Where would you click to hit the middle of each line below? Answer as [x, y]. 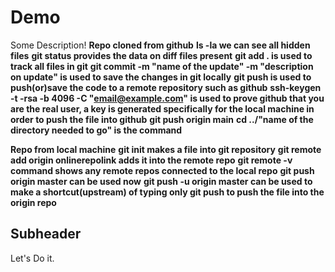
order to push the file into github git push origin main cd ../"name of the [162, 119]
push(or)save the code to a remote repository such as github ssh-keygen [166, 87]
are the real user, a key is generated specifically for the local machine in [162, 108]
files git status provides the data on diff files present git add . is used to [161, 55]
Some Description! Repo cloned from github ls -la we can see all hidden [160, 45]
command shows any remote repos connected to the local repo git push [162, 170]
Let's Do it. [32, 258]
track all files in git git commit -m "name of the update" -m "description [162, 66]
